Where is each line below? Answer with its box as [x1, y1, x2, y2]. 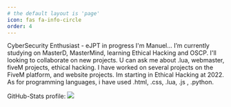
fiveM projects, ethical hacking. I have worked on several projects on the [7, 63, 214, 72]
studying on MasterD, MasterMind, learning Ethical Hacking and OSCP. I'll [7, 49, 217, 57]
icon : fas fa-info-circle [7, 16, 81, 23]
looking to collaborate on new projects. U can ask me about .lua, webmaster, [7, 56, 225, 64]
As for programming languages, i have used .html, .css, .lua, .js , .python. [7, 78, 214, 86]
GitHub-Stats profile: [7, 92, 66, 100]
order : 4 [7, 23, 32, 29]
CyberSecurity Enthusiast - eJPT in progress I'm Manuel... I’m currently [7, 42, 210, 50]
